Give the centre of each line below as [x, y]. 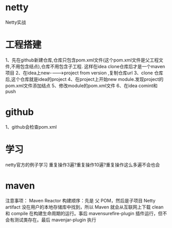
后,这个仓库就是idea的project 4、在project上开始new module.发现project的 [84, 79]
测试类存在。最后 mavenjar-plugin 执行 [55, 220]
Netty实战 [16, 22]
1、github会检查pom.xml [31, 127]
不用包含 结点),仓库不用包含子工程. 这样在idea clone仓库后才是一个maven [88, 66]
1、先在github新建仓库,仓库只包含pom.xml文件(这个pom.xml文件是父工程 [82, 60]
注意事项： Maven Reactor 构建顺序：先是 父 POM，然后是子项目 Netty [80, 200]
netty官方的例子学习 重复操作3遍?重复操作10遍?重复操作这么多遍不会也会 [83, 164]
